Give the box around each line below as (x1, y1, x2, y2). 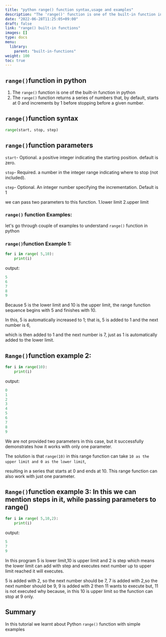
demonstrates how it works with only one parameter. (5, 443, 113, 449)
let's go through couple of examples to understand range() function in (5, 223, 148, 229)
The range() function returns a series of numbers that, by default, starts (12, 95, 159, 101)
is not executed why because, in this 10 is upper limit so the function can (5, 588, 153, 594)
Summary (5, 608, 36, 616)
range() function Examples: (5, 211, 73, 218)
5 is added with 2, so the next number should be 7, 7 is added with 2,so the (5, 578, 158, 583)
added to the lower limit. (5, 337, 54, 343)
